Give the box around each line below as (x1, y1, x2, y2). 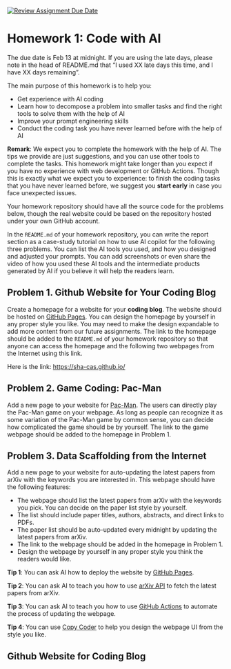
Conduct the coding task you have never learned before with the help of (17, 124, 223, 132)
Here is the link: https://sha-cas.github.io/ (7, 362, 125, 370)
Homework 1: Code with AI (7, 31, 161, 46)
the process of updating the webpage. (7, 610, 116, 618)
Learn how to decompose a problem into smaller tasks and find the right (17, 102, 223, 110)
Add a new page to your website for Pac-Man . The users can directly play (7, 401, 217, 409)
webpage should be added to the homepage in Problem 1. (7, 430, 171, 438)
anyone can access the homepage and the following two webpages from (7, 341, 214, 350)
